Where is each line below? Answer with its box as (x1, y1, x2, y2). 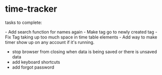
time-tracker (5, 3, 57, 15)
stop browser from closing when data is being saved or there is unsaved (12, 49, 157, 55)
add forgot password (12, 64, 54, 70)
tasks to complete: (5, 19, 42, 25)
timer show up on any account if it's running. (5, 39, 95, 45)
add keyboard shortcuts (12, 59, 60, 65)
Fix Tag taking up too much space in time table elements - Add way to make (5, 34, 157, 40)
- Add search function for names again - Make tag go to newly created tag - (5, 29, 158, 35)
